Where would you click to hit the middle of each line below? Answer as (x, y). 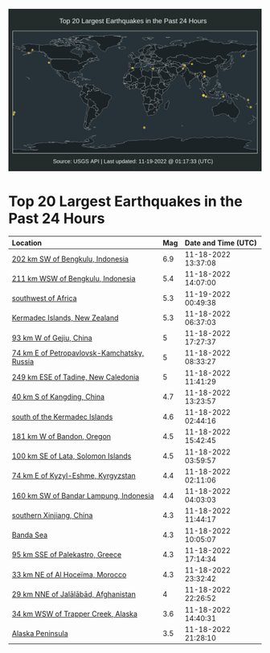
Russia (23, 362)
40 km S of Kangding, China (58, 397)
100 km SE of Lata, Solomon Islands (72, 456)
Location (27, 243)
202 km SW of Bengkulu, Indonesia (70, 259)
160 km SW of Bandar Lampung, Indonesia (83, 495)
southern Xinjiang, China (52, 515)
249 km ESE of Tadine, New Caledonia (76, 377)
